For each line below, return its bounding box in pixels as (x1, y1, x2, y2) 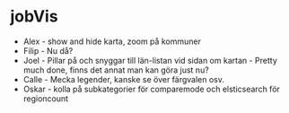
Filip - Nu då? (22, 45, 74, 56)
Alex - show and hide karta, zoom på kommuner (22, 36, 201, 47)
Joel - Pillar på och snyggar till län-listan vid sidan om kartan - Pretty (22, 55, 277, 65)
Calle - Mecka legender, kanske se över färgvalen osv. (22, 74, 225, 84)
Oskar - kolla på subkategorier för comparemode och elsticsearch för (22, 83, 281, 94)
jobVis (10, 6, 58, 27)
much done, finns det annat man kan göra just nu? (22, 65, 209, 75)
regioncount (22, 92, 69, 104)
